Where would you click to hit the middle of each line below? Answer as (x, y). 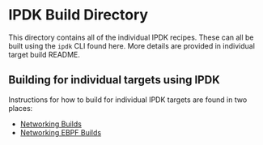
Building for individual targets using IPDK (114, 80)
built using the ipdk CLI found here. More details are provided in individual (131, 45)
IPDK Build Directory (78, 15)
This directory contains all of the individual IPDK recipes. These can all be (131, 37)
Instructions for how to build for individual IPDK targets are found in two (128, 100)
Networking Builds (51, 124)
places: (21, 108)
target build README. (45, 54)
